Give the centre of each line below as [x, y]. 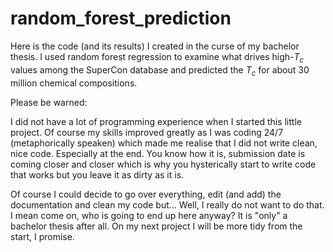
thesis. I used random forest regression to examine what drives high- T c [157, 57]
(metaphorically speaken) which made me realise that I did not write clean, [164, 143]
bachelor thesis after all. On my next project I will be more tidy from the [156, 226]
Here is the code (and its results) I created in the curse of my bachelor [155, 46]
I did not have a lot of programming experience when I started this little [156, 121]
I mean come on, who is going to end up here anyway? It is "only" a [149, 215]
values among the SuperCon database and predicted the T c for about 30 [160, 70]
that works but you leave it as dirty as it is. [97, 174]
